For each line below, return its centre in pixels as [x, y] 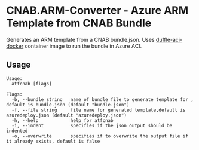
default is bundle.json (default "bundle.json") [68, 105]
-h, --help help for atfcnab [62, 120]
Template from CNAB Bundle [79, 23]
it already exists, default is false [53, 141]
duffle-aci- [169, 39]
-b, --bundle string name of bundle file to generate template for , [103, 99]
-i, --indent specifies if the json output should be [92, 125]
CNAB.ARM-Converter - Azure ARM [97, 10]
